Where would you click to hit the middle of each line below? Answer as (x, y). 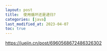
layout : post (19, 10)
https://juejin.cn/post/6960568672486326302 (54, 43)
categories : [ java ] (26, 19)
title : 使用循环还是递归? (31, 15)
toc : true (16, 29)
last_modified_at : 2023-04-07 (37, 24)
